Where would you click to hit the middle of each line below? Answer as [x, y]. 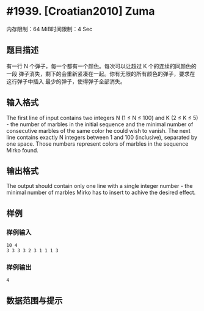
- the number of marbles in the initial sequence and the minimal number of [100, 124]
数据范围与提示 [35, 300]
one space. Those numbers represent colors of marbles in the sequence [97, 144]
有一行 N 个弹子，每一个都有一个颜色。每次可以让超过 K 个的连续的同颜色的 [101, 66]
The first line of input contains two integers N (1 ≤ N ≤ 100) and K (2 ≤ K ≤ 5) [102, 118]
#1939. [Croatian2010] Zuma [81, 11]
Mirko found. [22, 150]
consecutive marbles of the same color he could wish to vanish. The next [98, 130]
